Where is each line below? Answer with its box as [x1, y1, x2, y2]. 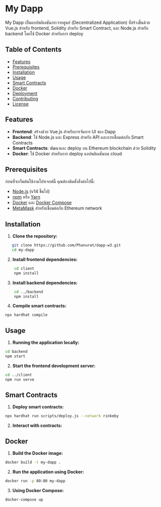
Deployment [12, 90, 38, 96]
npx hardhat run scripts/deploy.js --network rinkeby [5, 413, 119, 418]
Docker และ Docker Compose [12, 200, 72, 205]
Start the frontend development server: [12, 363, 96, 369]
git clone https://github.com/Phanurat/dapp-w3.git [11, 243, 121, 248]
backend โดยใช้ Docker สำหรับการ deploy [5, 30, 83, 36]
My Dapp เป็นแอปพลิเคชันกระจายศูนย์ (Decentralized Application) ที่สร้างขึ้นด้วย [5, 19, 151, 25]
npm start [5, 354, 26, 359]
